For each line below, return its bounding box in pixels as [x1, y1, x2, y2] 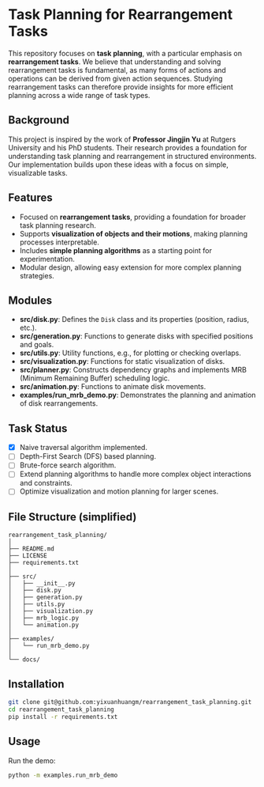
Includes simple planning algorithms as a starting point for [19, 245, 213, 255]
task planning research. [19, 220, 96, 230]
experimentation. [19, 254, 75, 263]
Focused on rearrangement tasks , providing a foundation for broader [19, 212, 247, 221]
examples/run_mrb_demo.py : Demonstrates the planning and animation [19, 390, 256, 400]
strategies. [19, 271, 55, 280]
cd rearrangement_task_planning [8, 706, 114, 713]
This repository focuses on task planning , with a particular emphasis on [8, 48, 243, 58]
